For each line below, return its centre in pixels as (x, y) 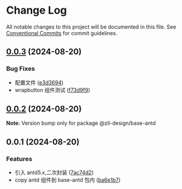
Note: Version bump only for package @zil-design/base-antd (81, 123)
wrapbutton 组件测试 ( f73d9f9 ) (52, 90)
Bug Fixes (21, 69)
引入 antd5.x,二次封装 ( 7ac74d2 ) (54, 172)
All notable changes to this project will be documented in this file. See (91, 27)
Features (19, 159)
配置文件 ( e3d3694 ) (39, 82)
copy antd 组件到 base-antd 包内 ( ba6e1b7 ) (68, 180)
